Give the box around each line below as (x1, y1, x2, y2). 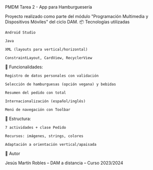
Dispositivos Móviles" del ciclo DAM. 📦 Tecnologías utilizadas (5, 19, 130, 25)
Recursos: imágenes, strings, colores (5, 134, 84, 139)
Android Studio (5, 30, 36, 35)
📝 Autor (5, 151, 20, 156)
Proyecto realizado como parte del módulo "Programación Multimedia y (5, 14, 149, 19)
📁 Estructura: (5, 116, 32, 122)
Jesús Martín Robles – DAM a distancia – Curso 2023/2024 (5, 160, 123, 166)
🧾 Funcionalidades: (5, 64, 43, 70)
